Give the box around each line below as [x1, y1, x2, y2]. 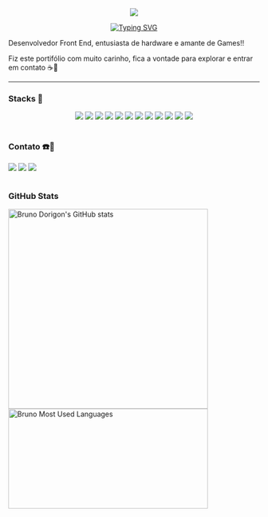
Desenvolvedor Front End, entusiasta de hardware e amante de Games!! [8, 38, 245, 47]
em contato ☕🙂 [8, 63, 58, 72]
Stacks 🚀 [8, 93, 44, 104]
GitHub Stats [8, 190, 59, 201]
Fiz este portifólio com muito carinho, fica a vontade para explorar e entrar [8, 54, 254, 63]
